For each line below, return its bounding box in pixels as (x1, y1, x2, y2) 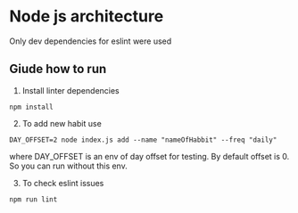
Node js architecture (9, 6, 164, 27)
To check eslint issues (21, 177, 104, 188)
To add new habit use (21, 118, 103, 128)
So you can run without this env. (9, 160, 128, 171)
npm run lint (9, 194, 58, 204)
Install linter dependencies (21, 85, 120, 95)
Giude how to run (9, 61, 107, 77)
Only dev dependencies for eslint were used (9, 36, 172, 46)
